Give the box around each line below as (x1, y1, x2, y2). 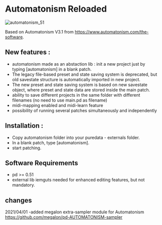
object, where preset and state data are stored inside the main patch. (12, 87, 150, 93)
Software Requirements (5, 159, 79, 167)
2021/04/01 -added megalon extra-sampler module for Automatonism (5, 209, 145, 215)
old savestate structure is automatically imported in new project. (12, 76, 141, 82)
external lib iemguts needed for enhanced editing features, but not (12, 177, 145, 183)
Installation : (5, 121, 44, 130)
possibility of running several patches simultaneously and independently (12, 107, 157, 113)
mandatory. (12, 182, 35, 188)
